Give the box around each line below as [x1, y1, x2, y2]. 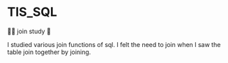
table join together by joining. [7, 48, 91, 56]
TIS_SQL [7, 4, 58, 20]
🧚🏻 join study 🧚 [7, 27, 51, 35]
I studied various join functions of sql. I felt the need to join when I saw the [7, 40, 221, 48]
